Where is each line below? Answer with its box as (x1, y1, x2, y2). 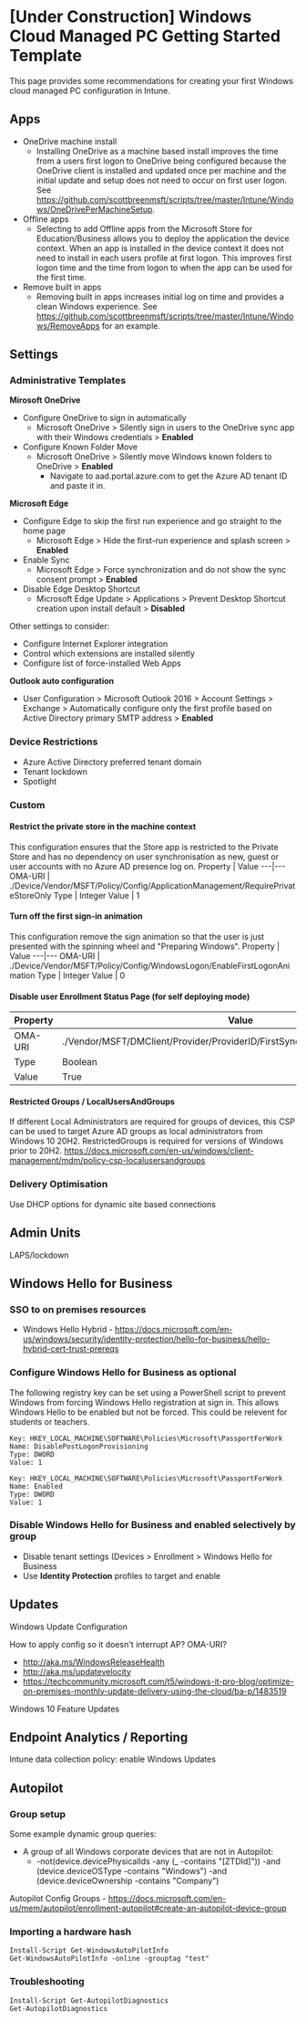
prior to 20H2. (9, 1145, 63, 1156)
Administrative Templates (9, 374, 127, 387)
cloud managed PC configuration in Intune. (9, 85, 170, 96)
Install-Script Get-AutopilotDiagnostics (9, 1996, 169, 2006)
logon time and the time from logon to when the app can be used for (36, 262, 293, 273)
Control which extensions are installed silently (22, 648, 196, 659)
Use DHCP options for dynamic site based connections (9, 1198, 217, 1209)
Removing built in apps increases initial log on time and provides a (36, 290, 285, 302)
